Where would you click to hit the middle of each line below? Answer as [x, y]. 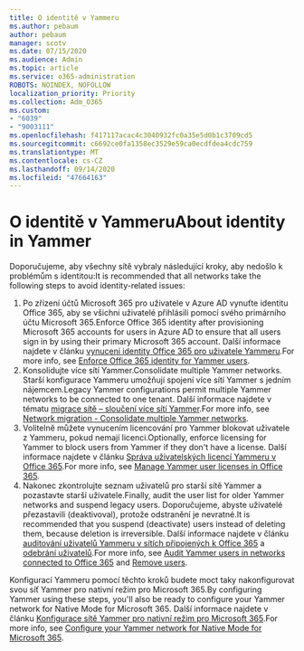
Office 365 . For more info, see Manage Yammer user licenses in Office [152, 467]
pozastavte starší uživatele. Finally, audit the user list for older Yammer [153, 495]
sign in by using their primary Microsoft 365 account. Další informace [152, 342]
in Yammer [51, 241]
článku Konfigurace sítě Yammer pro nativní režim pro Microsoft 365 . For [144, 618]
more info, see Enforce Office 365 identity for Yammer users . [136, 361]
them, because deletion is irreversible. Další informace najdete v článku [156, 533]
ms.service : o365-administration [72, 77]
